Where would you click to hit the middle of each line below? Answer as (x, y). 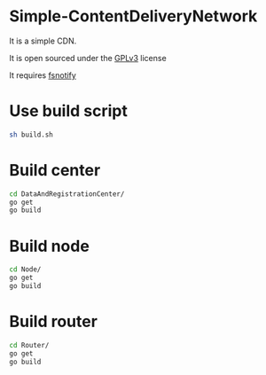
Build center (55, 170)
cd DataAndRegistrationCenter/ (67, 194)
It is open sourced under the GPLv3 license (88, 58)
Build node (50, 246)
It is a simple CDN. (43, 41)
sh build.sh (31, 135)
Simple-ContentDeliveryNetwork (133, 16)
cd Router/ (29, 345)
